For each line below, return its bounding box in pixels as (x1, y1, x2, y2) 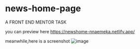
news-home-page (5, 3, 81, 14)
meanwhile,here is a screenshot (5, 38, 70, 44)
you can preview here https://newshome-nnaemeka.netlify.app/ (5, 28, 135, 34)
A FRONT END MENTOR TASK (5, 19, 67, 25)
